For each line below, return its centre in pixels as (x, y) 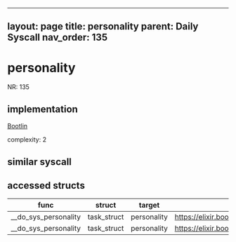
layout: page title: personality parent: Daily (103, 26)
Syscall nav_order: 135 (57, 38)
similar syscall (40, 162)
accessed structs (46, 186)
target (149, 206)
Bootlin (18, 126)
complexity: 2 (27, 140)
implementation (43, 109)
